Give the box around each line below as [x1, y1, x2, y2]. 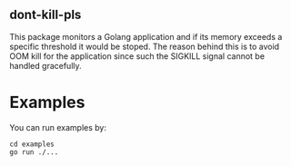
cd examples [9, 140, 55, 149]
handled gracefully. [9, 60, 82, 71]
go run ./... [9, 147, 59, 157]
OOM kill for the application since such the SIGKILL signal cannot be [9, 50, 266, 62]
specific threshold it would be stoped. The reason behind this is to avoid [9, 41, 280, 52]
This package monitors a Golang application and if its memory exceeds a [9, 31, 283, 42]
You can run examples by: [9, 122, 107, 132]
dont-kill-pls [9, 7, 82, 23]
